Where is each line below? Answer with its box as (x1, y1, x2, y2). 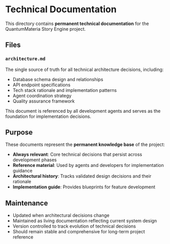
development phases (12, 157, 57, 163)
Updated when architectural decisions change (12, 212, 109, 218)
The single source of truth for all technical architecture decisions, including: (5, 66, 164, 72)
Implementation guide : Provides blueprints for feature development (12, 184, 156, 190)
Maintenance (5, 199, 48, 207)
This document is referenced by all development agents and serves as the (5, 108, 161, 114)
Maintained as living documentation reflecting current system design (12, 218, 157, 224)
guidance (12, 167, 33, 174)
